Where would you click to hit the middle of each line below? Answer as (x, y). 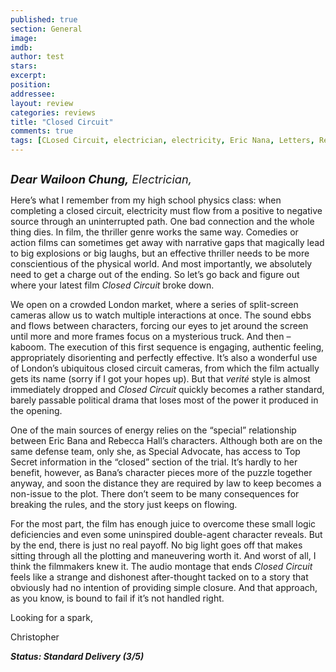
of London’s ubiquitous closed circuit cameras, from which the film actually (165, 368)
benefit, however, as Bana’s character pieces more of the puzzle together (161, 472)
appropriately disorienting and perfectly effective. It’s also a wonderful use (164, 357)
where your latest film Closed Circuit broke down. (112, 285)
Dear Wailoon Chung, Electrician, (101, 179)
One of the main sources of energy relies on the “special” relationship (153, 430)
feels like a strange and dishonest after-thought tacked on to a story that (159, 577)
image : (24, 38)
